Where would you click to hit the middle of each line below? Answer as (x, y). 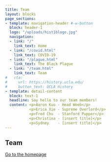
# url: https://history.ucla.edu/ (44, 82)
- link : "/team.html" (32, 69)
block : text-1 (24, 96)
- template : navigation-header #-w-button (49, 23)
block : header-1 (26, 28)
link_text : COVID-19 (35, 55)
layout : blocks (21, 14)
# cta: (14, 78)
